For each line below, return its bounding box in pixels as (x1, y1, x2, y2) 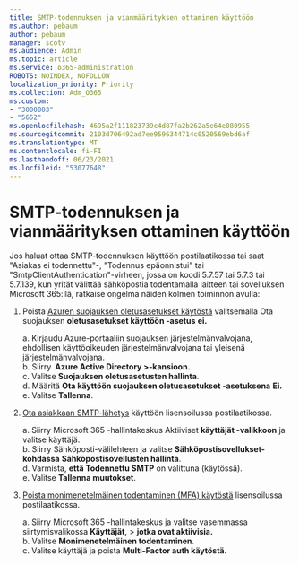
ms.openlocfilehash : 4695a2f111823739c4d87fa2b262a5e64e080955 (9, 122, 251, 131)
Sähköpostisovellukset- (174, 444, 266, 455)
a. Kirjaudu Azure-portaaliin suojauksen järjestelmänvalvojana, (21, 333, 253, 343)
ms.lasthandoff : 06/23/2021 (9, 154, 115, 164)
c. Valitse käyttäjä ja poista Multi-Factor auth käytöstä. (21, 545, 227, 556)
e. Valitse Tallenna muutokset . (21, 473, 136, 483)
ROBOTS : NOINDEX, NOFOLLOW (9, 72, 110, 81)
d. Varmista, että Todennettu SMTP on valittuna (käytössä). (21, 463, 243, 474)
